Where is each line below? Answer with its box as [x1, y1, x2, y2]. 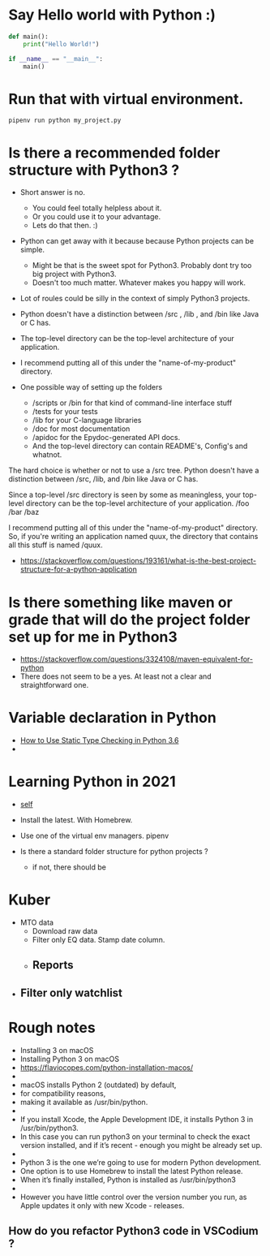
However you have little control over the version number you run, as [19, 1192, 247, 1202]
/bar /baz [8, 507, 40, 517]
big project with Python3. [32, 270, 117, 279]
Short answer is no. [19, 188, 85, 197]
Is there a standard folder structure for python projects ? [19, 847, 208, 857]
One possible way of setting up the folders [19, 382, 163, 392]
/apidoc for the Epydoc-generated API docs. [32, 433, 181, 442]
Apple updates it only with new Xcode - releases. [19, 1200, 185, 1211]
